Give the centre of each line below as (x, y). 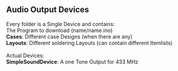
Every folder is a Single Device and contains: (61, 24)
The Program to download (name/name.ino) (59, 30)
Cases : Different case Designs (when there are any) (69, 36)
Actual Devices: (25, 55)
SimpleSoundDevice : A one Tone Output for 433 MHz (72, 62)
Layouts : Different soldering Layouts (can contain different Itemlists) (89, 43)
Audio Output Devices (48, 10)
